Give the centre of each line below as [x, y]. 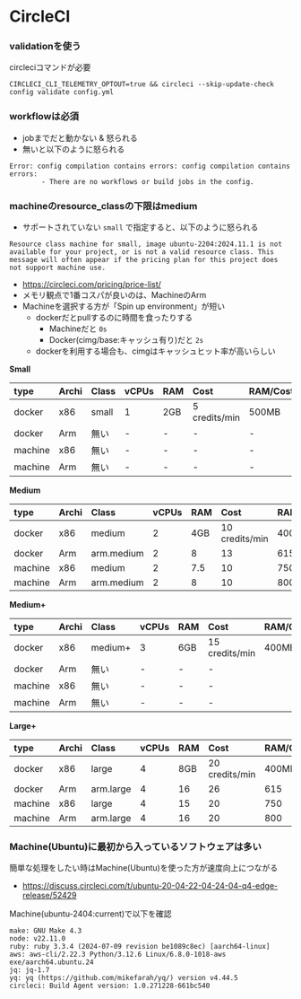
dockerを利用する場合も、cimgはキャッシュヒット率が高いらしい [155, 351]
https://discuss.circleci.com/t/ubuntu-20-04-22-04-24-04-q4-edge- [150, 886]
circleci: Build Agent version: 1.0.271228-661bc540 [110, 986]
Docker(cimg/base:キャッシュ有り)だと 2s [126, 340]
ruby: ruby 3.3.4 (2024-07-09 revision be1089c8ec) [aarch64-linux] [140, 947]
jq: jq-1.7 [30, 970]
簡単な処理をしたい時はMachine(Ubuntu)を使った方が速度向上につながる [144, 868]
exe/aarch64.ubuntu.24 [52, 962]
